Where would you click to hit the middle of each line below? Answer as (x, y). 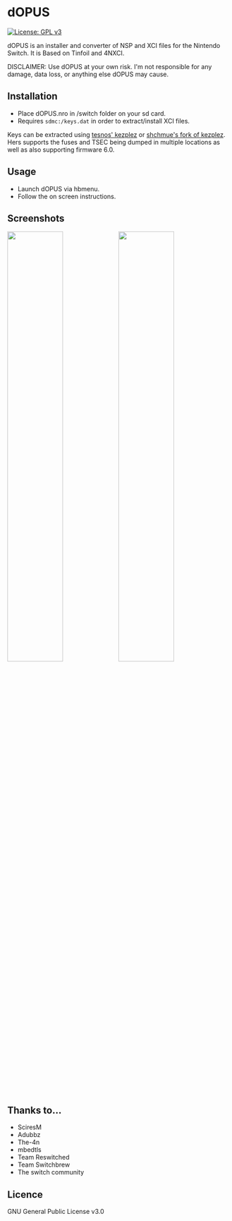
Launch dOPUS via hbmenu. (59, 188)
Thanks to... (35, 1110)
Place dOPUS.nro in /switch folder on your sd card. (92, 113)
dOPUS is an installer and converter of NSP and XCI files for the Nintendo (114, 45)
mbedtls (29, 1150)
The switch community (51, 1172)
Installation (32, 96)
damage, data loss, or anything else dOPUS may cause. (88, 74)
